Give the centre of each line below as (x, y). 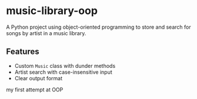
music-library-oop (52, 11)
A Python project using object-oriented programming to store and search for (98, 27)
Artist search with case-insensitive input (64, 72)
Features (23, 52)
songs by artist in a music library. (46, 33)
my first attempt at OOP (35, 90)
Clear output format (39, 78)
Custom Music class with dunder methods (65, 66)
